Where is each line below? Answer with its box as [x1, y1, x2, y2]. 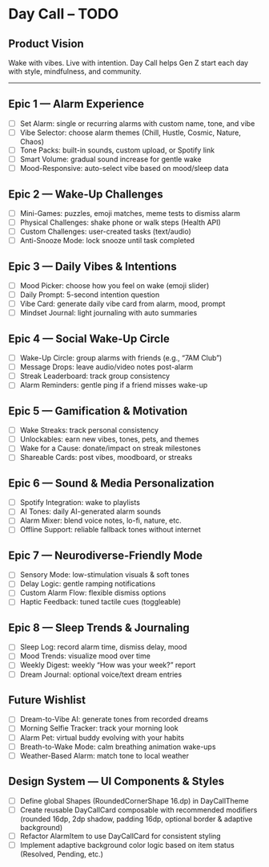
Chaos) [19, 136, 45, 146]
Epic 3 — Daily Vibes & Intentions [8, 259, 178, 273]
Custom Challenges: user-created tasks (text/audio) [19, 226, 191, 237]
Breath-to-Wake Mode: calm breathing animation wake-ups [19, 742, 216, 751]
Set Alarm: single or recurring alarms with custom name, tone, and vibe [19, 118, 255, 128]
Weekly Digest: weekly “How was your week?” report [19, 660, 196, 670]
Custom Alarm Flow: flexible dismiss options [19, 588, 167, 598]
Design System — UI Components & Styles [8, 775, 225, 788]
